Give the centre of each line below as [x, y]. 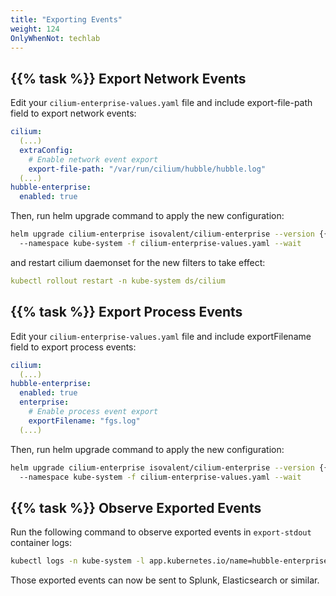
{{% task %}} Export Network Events [128, 78]
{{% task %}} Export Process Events [126, 312]
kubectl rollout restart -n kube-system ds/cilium [118, 281]
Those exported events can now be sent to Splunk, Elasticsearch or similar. [165, 580]
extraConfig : [46, 150]
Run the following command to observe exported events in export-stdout [161, 532]
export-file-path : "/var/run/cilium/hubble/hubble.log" [147, 169]
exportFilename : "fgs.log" [84, 421]
